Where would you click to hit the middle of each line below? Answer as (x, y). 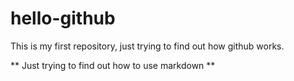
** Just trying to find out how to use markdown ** (113, 65)
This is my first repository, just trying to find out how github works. (147, 46)
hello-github (63, 18)
